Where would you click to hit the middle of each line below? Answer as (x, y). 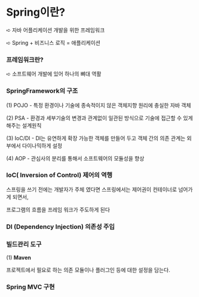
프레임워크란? (25, 59)
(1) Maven (19, 257)
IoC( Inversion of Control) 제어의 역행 (59, 175)
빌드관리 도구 (24, 244)
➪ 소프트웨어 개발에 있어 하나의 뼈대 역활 (54, 74)
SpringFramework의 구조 (42, 91)
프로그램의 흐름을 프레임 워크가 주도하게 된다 (58, 210)
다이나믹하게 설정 (42, 146)
